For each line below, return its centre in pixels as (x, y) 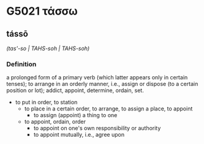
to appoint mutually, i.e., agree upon (79, 135)
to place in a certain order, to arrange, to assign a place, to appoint (108, 109)
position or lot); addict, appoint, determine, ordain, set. (75, 90)
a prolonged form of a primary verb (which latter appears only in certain (97, 77)
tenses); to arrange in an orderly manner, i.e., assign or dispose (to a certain (102, 84)
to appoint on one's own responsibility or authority (97, 128)
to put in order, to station (46, 103)
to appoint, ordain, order (55, 122)
